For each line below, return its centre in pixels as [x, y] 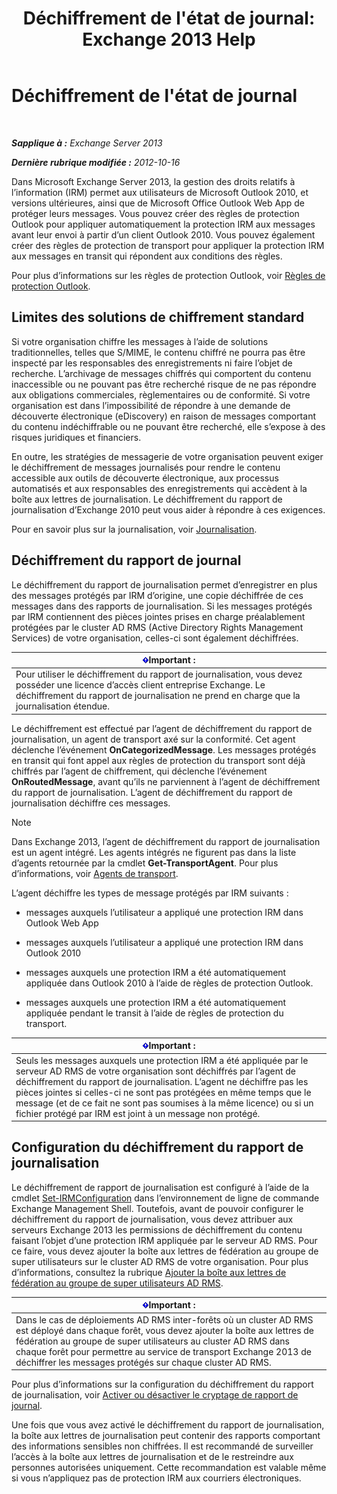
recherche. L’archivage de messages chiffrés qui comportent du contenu [161, 373]
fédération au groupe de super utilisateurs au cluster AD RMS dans [153, 1341]
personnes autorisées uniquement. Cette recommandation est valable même [169, 1468]
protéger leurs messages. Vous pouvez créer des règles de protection [155, 213]
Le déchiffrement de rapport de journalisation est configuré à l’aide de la [160, 1187]
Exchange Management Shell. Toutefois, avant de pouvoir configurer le [157, 1208]
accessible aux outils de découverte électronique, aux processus [145, 478]
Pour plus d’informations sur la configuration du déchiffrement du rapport [162, 1384]
